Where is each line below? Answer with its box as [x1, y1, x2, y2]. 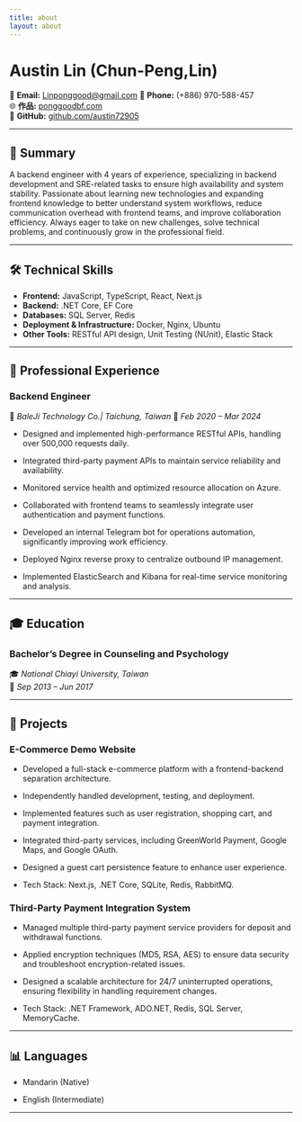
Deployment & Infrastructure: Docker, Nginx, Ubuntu [22, 319, 221, 330]
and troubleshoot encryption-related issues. [22, 959, 186, 970]
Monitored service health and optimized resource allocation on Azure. [22, 482, 281, 493]
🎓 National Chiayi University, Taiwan [9, 669, 149, 679]
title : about [9, 13, 58, 22]
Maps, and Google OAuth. [22, 845, 119, 856]
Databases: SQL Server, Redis [22, 310, 136, 320]
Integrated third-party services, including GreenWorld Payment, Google [22, 835, 288, 846]
